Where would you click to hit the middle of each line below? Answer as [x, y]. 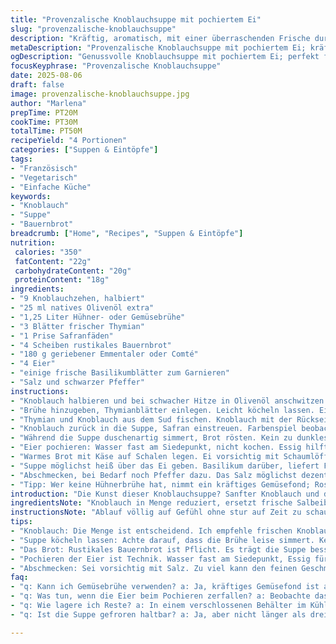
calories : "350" [48, 252]
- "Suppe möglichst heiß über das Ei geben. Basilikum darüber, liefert [165, 466]
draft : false [37, 85]
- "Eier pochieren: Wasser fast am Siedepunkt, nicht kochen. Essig [156, 447]
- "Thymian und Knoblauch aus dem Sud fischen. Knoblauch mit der [151, 419]
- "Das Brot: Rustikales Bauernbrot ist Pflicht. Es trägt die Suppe [158, 549]
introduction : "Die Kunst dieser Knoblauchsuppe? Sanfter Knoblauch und [165, 494]
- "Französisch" [44, 168]
